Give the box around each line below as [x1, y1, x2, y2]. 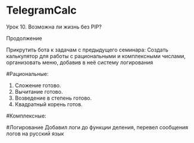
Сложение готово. [14, 81, 61, 89]
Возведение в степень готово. [14, 94, 92, 101]
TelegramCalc [6, 4, 77, 17]
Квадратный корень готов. [14, 100, 83, 107]
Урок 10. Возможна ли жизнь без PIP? [6, 23, 102, 30]
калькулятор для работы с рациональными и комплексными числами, [6, 52, 186, 59]
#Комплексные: [6, 112, 46, 119]
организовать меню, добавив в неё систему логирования [6, 59, 154, 66]
